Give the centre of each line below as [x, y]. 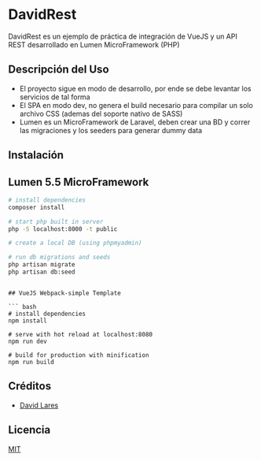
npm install [28, 321]
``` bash [22, 307]
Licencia [29, 430]
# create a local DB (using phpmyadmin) [75, 243]
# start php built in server [56, 221]
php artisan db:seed [42, 272]
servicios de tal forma [55, 97]
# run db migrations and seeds [59, 258]
